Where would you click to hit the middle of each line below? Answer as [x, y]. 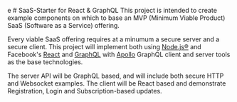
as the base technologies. [45, 62]
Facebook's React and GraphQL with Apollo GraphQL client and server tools [119, 54]
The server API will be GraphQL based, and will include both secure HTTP [116, 76]
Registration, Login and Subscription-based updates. [85, 91]
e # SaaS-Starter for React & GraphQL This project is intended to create [112, 10]
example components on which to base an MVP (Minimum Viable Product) [116, 18]
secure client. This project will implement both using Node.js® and [104, 47]
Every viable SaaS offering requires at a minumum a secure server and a [114, 39]
